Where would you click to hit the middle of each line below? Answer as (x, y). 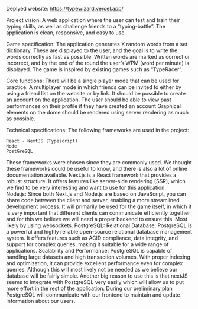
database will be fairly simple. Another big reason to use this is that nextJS (97, 276)
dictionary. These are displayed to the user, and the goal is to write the (92, 50)
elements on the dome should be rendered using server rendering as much (98, 112)
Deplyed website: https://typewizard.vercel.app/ (65, 9)
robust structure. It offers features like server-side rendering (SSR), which (96, 181)
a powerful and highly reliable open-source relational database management (99, 232)
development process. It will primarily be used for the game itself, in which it (99, 206)
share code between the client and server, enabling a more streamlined (93, 200)
